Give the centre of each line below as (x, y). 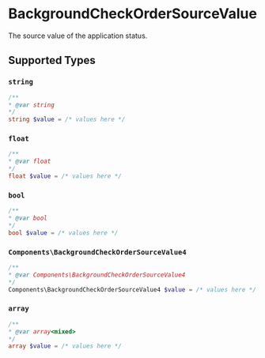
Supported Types (52, 60)
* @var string (32, 105)
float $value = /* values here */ (65, 176)
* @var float (30, 162)
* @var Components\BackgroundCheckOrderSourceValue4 (97, 275)
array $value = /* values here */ (65, 346)
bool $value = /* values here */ (63, 233)
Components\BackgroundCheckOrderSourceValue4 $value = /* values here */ (132, 289)
